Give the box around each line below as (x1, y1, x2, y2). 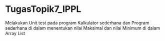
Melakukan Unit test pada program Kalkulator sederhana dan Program (5, 20, 149, 26)
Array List (5, 30, 25, 36)
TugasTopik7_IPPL (5, 3, 81, 15)
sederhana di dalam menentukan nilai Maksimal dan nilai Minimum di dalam (5, 25, 160, 31)
